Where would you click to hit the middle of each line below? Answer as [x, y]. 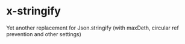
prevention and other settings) [44, 34]
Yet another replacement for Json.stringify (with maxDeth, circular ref [92, 28]
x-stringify [34, 11]
